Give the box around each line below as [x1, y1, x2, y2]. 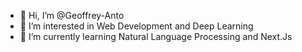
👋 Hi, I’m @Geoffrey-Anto [19, 10, 125, 21]
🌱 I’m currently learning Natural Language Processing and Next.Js [19, 31, 293, 42]
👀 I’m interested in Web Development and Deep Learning [19, 20, 254, 32]
